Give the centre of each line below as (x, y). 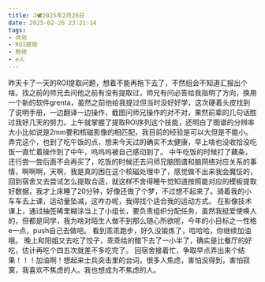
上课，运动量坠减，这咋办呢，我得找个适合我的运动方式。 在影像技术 (140, 201)
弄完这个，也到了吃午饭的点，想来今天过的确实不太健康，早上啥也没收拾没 (129, 142)
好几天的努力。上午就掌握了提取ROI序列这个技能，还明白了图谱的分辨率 (138, 122)
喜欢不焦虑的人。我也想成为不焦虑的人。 (94, 269)
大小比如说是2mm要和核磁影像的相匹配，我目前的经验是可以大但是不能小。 (131, 132)
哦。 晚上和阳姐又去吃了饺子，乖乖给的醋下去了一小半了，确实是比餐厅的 (127, 240)
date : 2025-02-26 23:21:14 (52, 23)
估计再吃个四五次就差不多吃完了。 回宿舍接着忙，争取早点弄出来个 (130, 250)
